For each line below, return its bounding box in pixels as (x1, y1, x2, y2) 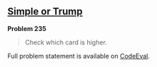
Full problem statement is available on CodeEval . (7, 51, 151, 60)
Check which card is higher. (24, 38, 107, 47)
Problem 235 (7, 24, 46, 32)
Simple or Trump (7, 6, 83, 18)
